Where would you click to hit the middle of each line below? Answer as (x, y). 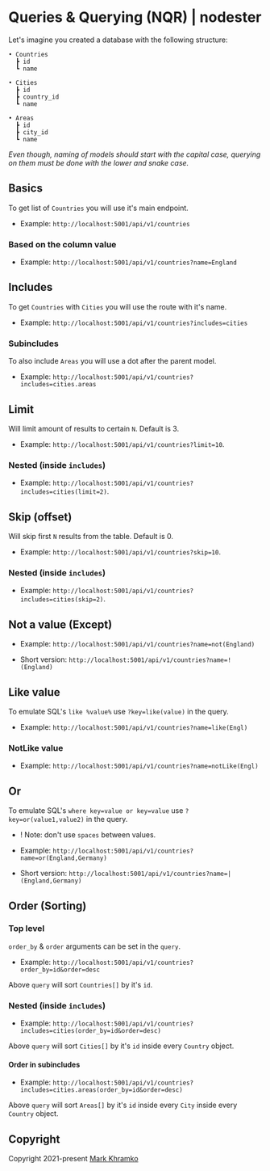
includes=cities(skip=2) (62, 600)
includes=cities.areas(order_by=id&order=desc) (101, 1090)
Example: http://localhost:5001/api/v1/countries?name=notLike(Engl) (139, 766)
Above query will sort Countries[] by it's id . (81, 984)
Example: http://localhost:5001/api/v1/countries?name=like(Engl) (134, 727)
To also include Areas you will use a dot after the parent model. (112, 361)
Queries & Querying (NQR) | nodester (135, 17)
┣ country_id (37, 97)
